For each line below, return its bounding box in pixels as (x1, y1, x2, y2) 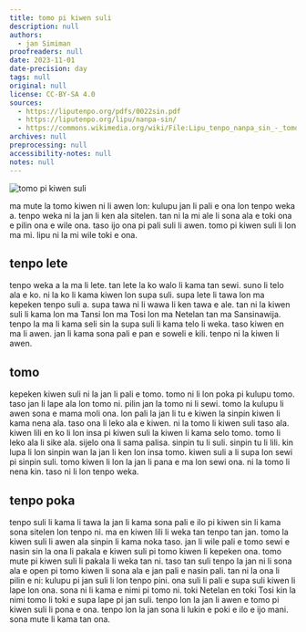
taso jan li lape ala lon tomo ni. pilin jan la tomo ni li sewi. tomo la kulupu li (9, 399, 284, 409)
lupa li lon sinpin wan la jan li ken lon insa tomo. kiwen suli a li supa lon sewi (9, 447, 293, 458)
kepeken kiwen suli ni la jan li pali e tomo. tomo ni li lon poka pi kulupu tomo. (9, 389, 295, 399)
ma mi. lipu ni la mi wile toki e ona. (9, 229, 138, 240)
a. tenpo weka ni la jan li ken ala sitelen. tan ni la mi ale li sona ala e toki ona (9, 210, 292, 221)
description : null (9, 22, 79, 31)
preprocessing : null (9, 140, 88, 150)
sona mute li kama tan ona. (9, 613, 111, 625)
